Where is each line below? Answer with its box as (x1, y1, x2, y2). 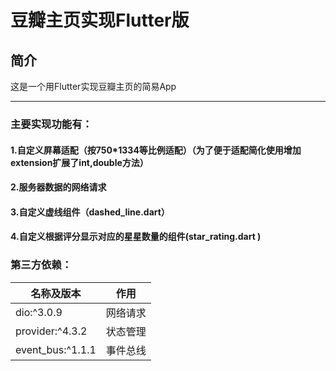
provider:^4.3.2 (15, 324, 88, 338)
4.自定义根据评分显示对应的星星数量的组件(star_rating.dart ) (10, 231, 262, 243)
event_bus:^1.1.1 (15, 342, 97, 356)
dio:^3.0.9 (15, 305, 63, 319)
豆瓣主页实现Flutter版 (10, 9, 190, 32)
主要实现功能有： (10, 117, 93, 131)
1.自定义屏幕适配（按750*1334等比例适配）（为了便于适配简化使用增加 (10, 144, 302, 156)
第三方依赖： (10, 258, 73, 272)
